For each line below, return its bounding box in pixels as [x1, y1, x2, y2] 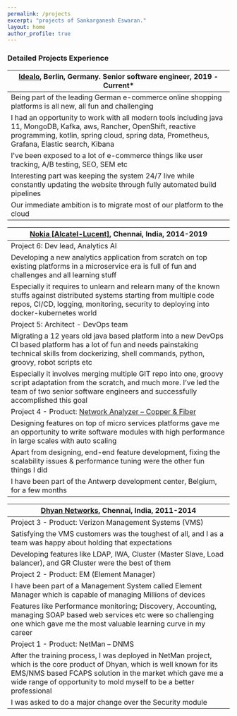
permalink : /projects [7, 10, 71, 18]
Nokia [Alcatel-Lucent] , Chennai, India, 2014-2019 [29, 229, 208, 238]
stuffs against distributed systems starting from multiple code [11, 290, 215, 300]
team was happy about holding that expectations [11, 538, 173, 547]
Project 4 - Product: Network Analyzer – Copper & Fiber [11, 406, 196, 416]
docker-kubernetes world [11, 308, 97, 317]
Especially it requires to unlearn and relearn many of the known [11, 281, 220, 291]
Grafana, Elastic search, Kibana [11, 139, 115, 149]
